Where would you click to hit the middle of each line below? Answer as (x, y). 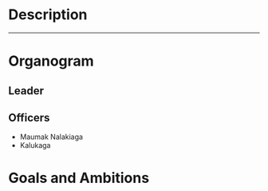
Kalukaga (35, 145)
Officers (29, 117)
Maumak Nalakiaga (51, 137)
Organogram (51, 61)
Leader (26, 91)
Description (48, 15)
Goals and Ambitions (79, 178)
